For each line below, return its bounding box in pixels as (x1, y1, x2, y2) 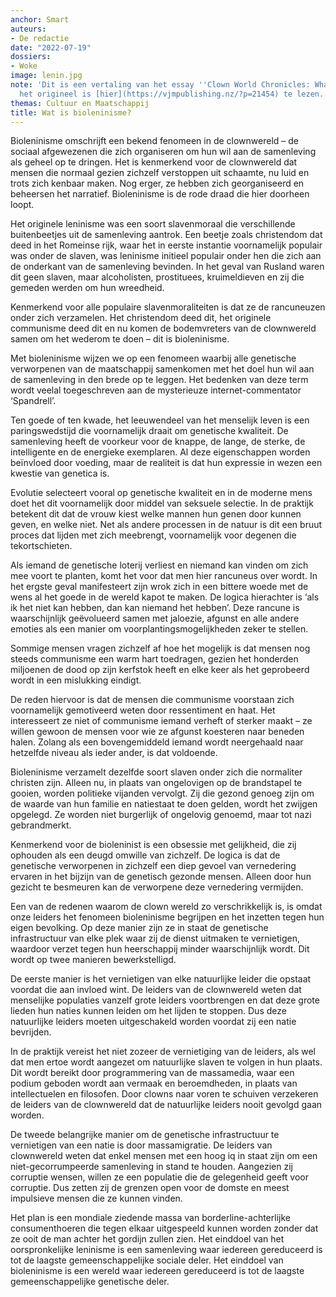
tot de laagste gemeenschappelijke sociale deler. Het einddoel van (10, 1254, 284, 1266)
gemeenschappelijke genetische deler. (10, 1276, 170, 1288)
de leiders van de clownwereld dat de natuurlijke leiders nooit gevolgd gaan (10, 1099, 323, 1111)
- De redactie (10, 33, 70, 43)
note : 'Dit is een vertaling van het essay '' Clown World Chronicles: (10, 80, 311, 90)
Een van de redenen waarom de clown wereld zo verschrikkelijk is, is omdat (10, 901, 323, 913)
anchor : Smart (10, 14, 70, 25)
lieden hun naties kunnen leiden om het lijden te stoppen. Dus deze (10, 1005, 287, 1017)
